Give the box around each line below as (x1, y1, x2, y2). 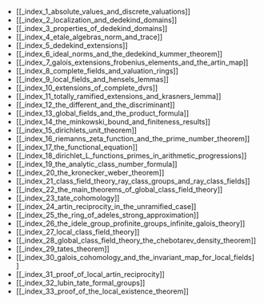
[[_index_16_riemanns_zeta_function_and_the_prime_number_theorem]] (15, 134, 250, 143)
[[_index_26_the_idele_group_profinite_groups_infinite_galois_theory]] (15, 219, 246, 228)
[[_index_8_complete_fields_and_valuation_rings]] (15, 66, 178, 75)
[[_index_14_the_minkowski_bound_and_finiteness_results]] (15, 117, 210, 126)
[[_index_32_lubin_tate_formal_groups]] (15, 278, 146, 287)
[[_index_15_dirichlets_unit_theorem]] (15, 125, 138, 135)
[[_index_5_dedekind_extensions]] (15, 41, 128, 50)
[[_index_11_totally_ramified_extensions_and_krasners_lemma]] (15, 92, 222, 101)
